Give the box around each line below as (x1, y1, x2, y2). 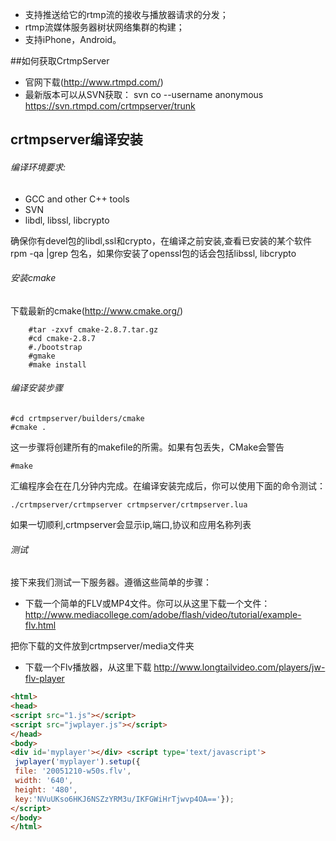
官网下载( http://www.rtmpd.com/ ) (24, 76, 164, 88)
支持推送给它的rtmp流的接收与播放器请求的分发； (24, 9, 229, 20)
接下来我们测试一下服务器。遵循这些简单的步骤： (10, 576, 212, 588)
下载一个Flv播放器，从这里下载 (24, 661, 152, 673)
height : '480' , (14, 784, 78, 795)
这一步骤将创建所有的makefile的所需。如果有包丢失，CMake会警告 (10, 441, 285, 453)
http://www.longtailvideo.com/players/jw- (153, 661, 326, 673)
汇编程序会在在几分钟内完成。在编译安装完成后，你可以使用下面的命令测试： (10, 480, 326, 492)
